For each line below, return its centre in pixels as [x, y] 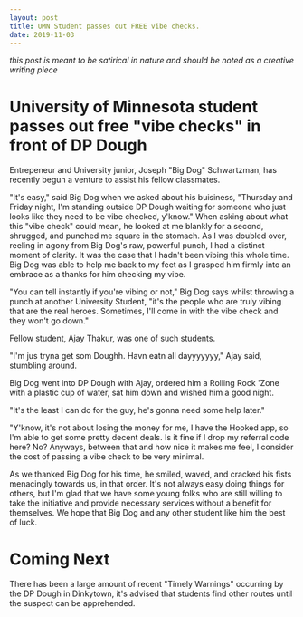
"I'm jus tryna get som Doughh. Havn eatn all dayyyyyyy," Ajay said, [136, 356]
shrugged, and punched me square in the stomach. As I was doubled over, [148, 236]
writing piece [34, 70]
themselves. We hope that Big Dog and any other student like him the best [147, 513]
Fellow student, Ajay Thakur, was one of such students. [112, 338]
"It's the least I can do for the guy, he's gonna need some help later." [137, 410]
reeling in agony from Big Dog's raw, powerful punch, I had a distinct [137, 246]
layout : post [34, 18]
